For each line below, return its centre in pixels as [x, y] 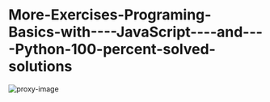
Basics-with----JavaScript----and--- [135, 32]
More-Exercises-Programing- [110, 15]
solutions [40, 67]
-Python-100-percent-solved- [112, 49]
